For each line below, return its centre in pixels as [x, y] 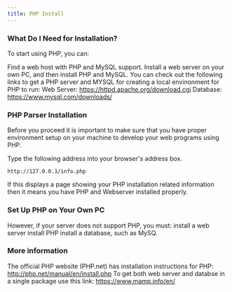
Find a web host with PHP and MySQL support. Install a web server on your [116, 67]
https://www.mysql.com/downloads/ [60, 97]
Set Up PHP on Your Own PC [56, 210]
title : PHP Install [36, 14]
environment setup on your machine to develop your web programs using [113, 138]
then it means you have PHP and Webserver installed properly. [97, 192]
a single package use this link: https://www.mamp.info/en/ [91, 281]
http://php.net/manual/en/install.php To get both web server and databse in [116, 273]
